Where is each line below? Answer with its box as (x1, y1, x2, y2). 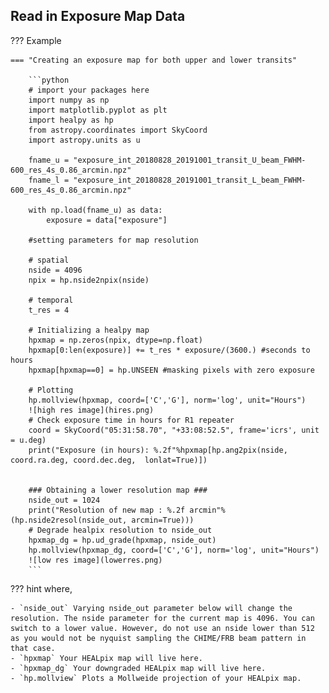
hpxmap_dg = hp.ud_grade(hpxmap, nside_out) (28, 535, 217, 545)
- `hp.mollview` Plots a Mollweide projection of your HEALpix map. (10, 673, 302, 683)
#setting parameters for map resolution (28, 235, 199, 245)
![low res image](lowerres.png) (28, 555, 163, 565)
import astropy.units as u (28, 135, 141, 145)
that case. (10, 643, 56, 653)
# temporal (28, 295, 74, 305)
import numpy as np (28, 95, 110, 105)
